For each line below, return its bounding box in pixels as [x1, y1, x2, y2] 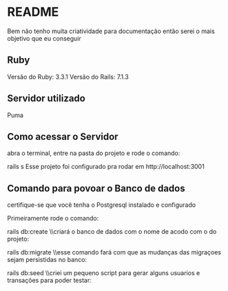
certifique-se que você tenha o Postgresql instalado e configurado [7, 201, 196, 209]
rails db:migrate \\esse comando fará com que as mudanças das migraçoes [7, 248, 222, 257]
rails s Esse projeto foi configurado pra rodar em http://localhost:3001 [7, 163, 205, 171]
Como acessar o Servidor [7, 130, 118, 142]
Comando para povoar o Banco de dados [7, 182, 185, 194]
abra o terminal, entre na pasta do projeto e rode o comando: [7, 149, 180, 157]
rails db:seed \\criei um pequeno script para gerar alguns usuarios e [7, 269, 200, 277]
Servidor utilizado [7, 92, 86, 104]
